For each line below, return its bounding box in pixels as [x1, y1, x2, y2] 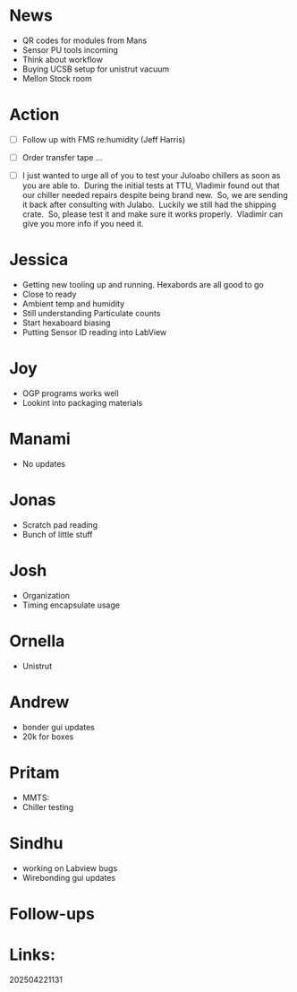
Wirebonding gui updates [21, 872, 116, 883]
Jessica [9, 250, 69, 270]
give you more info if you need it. [21, 219, 145, 229]
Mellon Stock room [21, 73, 92, 83]
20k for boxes [21, 731, 74, 742]
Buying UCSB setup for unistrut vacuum [21, 64, 170, 74]
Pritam [9, 763, 60, 782]
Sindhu [9, 832, 64, 853]
